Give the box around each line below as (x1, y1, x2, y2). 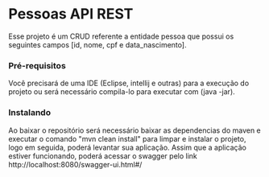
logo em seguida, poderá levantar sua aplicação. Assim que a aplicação (8, 142, 247, 152)
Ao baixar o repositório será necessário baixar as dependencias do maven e (8, 126, 262, 135)
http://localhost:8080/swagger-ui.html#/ (8, 159, 143, 169)
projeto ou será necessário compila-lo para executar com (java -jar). (8, 87, 235, 97)
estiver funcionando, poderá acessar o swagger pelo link (8, 150, 197, 161)
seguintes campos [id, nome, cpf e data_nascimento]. (8, 39, 187, 49)
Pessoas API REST (8, 5, 134, 23)
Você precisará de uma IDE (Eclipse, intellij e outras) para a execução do (8, 78, 250, 88)
